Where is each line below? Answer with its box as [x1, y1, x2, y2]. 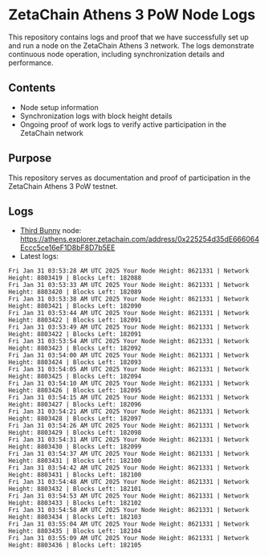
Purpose [8, 151, 52, 166]
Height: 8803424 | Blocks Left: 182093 [8, 358, 142, 367]
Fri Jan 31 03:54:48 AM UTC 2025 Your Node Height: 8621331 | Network [8, 478, 250, 486]
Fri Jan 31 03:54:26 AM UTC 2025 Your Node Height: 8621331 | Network [8, 422, 250, 430]
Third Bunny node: [19, 226, 82, 235]
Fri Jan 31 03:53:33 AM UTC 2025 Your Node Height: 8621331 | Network [8, 281, 250, 289]
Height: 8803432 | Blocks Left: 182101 [8, 485, 142, 494]
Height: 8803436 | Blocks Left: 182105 [8, 541, 142, 550]
